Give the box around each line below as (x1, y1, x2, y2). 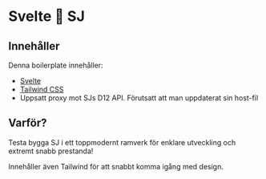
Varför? (8, 116, 47, 130)
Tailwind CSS (19, 84, 64, 94)
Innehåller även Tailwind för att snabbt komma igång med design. (8, 161, 224, 171)
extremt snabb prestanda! (8, 146, 94, 156)
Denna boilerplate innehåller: (8, 60, 103, 70)
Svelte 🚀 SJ (8, 7, 86, 26)
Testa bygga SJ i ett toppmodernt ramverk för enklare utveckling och (8, 137, 236, 147)
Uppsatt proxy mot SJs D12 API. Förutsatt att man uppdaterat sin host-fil (19, 93, 259, 103)
